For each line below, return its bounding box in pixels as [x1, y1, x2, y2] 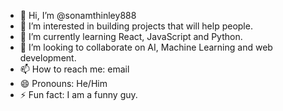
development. [19, 52, 77, 64]
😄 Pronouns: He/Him [19, 78, 108, 89]
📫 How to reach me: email [19, 63, 130, 75]
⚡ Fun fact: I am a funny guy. [19, 89, 138, 100]
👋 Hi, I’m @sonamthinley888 [19, 10, 137, 21]
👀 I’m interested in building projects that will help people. [19, 20, 253, 32]
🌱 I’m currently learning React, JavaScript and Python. [19, 31, 243, 42]
